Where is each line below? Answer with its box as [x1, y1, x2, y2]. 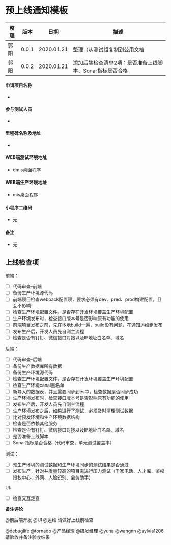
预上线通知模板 [5, 5, 68, 16]
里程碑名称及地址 [5, 130, 41, 136]
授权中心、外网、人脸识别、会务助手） [12, 474, 93, 481]
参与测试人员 [5, 106, 32, 112]
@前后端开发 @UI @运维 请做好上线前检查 [5, 517, 94, 523]
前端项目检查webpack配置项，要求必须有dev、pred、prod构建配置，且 [12, 296, 162, 302]
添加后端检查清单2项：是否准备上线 [73, 59, 158, 66]
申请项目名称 [5, 82, 32, 88]
